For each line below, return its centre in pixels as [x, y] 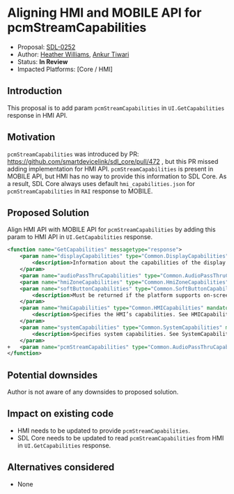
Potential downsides [53, 375]
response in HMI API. [38, 115]
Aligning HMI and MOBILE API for [104, 13]
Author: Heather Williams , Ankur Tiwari [73, 54]
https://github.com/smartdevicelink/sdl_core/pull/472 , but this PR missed [113, 161]
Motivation [31, 137]
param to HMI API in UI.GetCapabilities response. [80, 237]
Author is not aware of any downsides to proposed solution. [93, 392]
